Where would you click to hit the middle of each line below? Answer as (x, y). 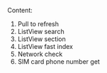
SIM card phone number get (59, 62)
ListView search (41, 32)
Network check (40, 54)
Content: (20, 10)
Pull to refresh (38, 24)
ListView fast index (45, 46)
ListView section (41, 39)
